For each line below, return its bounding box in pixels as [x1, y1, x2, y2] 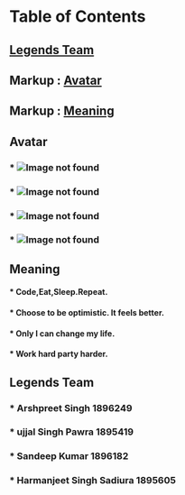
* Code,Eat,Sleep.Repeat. [9, 287, 108, 298]
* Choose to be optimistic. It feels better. [9, 307, 165, 318]
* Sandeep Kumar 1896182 [9, 450, 129, 463]
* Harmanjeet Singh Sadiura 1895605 [9, 474, 176, 487]
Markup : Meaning [9, 104, 115, 119]
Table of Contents [9, 6, 146, 27]
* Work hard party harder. [9, 349, 108, 360]
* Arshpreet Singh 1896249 [9, 401, 133, 414]
